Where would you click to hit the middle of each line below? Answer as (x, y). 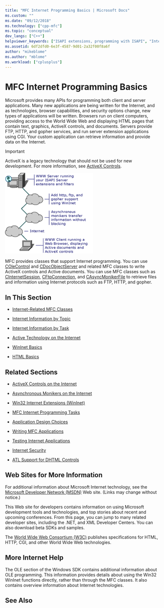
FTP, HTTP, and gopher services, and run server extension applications (77, 132)
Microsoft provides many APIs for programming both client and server (75, 100)
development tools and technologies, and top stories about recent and (76, 512)
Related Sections (31, 372)
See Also (19, 600)
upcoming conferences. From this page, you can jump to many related (76, 517)
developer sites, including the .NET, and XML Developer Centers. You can (79, 522)
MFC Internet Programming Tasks (46, 412)
